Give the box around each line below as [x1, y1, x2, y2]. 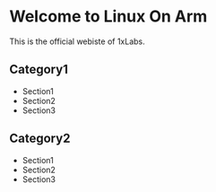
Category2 [9, 131, 71, 146]
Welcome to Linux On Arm [9, 6, 208, 27]
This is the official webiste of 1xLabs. [9, 36, 145, 47]
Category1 [9, 62, 69, 77]
